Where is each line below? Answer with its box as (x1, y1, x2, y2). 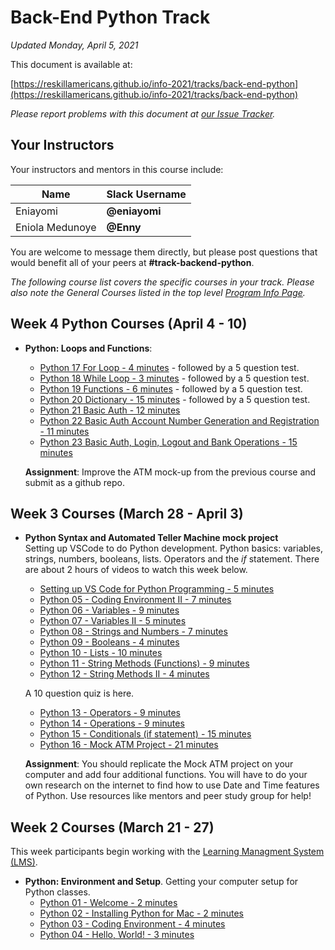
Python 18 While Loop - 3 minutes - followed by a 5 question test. (39, 372, 310, 384)
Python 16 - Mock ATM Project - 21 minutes (39, 739, 219, 751)
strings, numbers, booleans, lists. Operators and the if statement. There (24, 553, 320, 565)
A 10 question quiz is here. (24, 687, 135, 700)
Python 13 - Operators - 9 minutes (39, 707, 181, 719)
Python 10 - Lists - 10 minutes (39, 647, 163, 659)
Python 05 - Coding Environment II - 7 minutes (39, 594, 232, 606)
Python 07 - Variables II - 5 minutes (39, 615, 187, 627)
